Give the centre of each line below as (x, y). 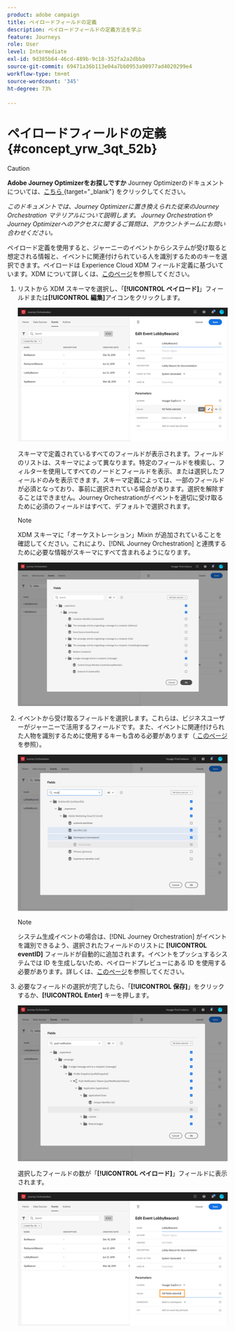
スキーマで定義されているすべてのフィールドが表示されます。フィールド (121, 453)
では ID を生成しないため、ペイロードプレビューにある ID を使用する (128, 963)
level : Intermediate (37, 52)
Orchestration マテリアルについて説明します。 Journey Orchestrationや (110, 215)
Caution (19, 169)
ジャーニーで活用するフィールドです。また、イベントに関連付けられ (127, 727)
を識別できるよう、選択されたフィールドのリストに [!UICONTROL (112, 945)
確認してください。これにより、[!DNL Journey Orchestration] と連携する (122, 543)
